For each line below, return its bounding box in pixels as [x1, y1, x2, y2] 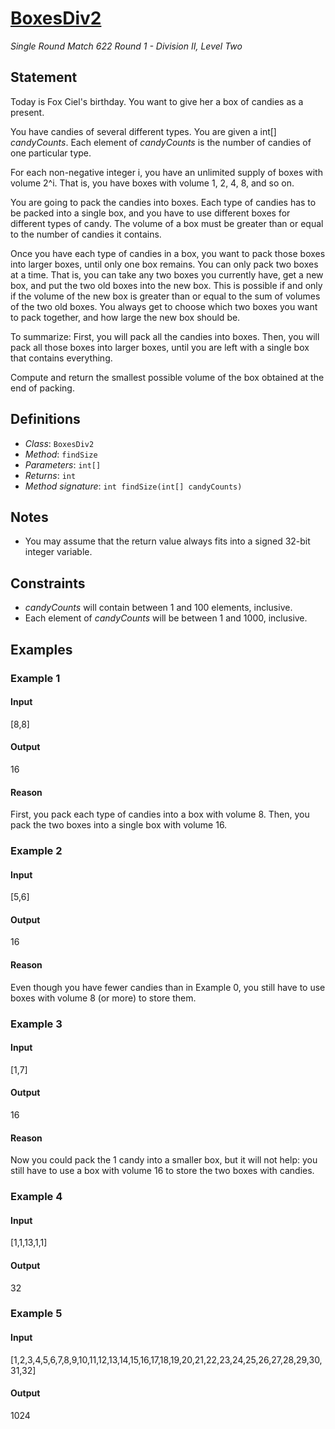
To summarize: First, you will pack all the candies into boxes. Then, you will [10, 330, 320, 342]
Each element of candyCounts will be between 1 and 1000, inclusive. [24, 612, 308, 624]
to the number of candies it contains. [10, 228, 162, 240]
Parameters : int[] [24, 458, 102, 471]
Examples [10, 641, 73, 658]
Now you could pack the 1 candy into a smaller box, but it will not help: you [10, 1154, 318, 1166]
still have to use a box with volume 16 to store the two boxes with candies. [10, 1165, 315, 1177]
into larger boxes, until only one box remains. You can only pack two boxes [10, 258, 319, 270]
